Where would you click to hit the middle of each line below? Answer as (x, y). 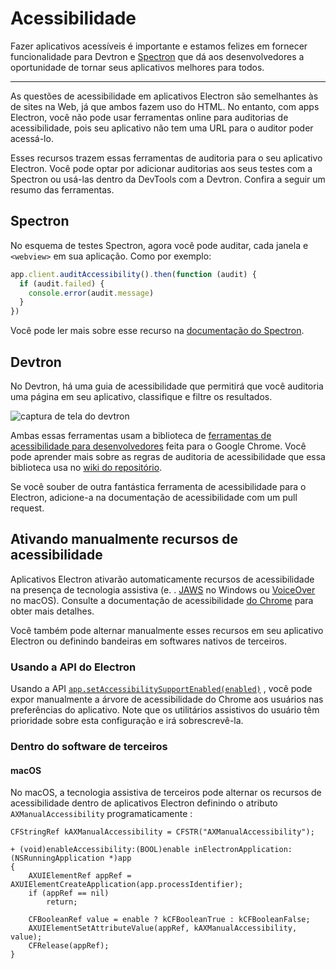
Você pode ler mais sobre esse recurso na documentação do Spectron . (157, 331)
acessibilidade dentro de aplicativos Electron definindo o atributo (144, 803)
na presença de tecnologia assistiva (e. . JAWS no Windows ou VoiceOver (163, 589)
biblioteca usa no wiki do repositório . (86, 467)
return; (62, 902)
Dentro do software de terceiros (89, 746)
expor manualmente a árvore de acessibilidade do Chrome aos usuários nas (167, 699)
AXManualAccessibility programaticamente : (101, 814)
